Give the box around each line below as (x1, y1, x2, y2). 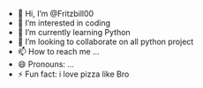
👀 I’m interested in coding (17, 18, 111, 28)
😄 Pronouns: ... (17, 59, 75, 70)
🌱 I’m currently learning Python (17, 27, 131, 37)
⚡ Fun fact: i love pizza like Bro (17, 69, 130, 79)
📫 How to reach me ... (17, 47, 100, 56)
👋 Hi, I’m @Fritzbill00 (17, 9, 94, 18)
